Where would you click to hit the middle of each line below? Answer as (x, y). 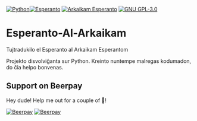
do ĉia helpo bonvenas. (35, 67)
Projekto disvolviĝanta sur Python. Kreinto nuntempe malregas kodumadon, (99, 61)
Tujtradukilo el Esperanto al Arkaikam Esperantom (67, 49)
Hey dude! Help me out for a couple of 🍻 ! (57, 100)
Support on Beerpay (44, 86)
